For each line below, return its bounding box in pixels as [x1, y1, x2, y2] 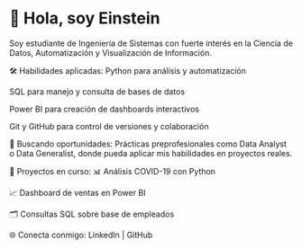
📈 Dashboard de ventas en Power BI [9, 187, 146, 198]
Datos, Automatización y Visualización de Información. [9, 47, 212, 58]
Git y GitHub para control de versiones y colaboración [9, 120, 209, 131]
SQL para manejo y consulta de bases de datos [9, 85, 186, 97]
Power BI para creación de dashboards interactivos [9, 103, 200, 114]
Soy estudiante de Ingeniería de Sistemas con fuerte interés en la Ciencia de [9, 38, 293, 49]
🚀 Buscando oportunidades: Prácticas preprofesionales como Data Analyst [9, 138, 287, 149]
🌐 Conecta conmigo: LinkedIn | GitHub [9, 229, 153, 240]
